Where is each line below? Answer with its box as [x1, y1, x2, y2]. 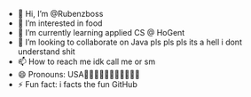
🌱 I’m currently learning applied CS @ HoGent [17, 28, 185, 37]
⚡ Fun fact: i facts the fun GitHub [17, 79, 137, 89]
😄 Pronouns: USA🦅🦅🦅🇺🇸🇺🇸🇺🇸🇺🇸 [17, 69, 140, 79]
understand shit [17, 46, 75, 57]
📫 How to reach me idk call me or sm [17, 56, 156, 67]
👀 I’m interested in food [17, 18, 103, 28]
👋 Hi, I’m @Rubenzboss [17, 9, 104, 19]
